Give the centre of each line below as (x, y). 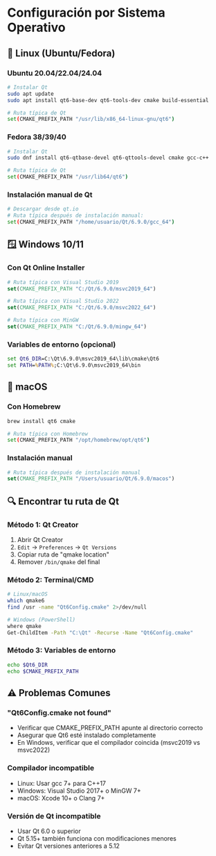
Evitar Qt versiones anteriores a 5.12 (68, 846)
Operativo (36, 27)
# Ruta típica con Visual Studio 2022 (63, 301)
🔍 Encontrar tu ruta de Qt (63, 501)
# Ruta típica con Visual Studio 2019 (63, 282)
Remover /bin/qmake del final (58, 562)
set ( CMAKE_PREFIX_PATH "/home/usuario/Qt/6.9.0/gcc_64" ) (91, 222)
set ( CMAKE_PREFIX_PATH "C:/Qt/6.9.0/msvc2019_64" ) (82, 289)
